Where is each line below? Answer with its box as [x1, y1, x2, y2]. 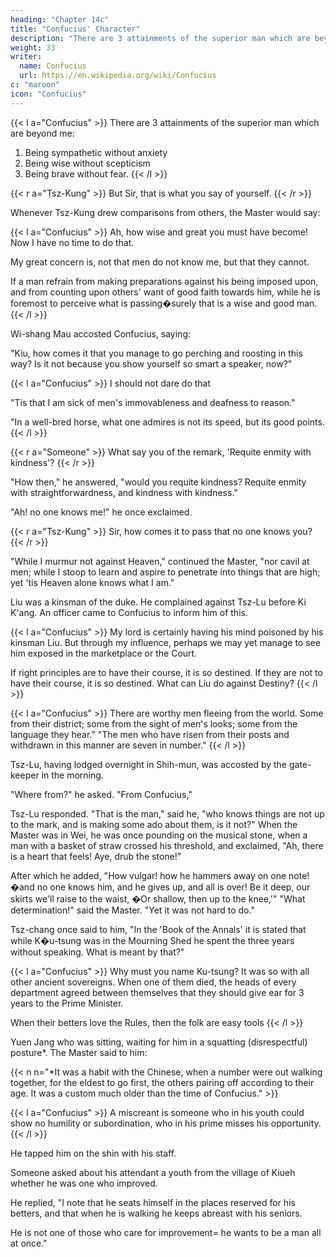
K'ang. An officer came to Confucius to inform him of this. [10, 606, 248, 618]
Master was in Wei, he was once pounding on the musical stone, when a [10, 829, 308, 841]
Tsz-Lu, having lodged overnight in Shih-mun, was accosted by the [10, 758, 288, 770]
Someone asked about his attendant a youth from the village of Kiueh [10, 1166, 296, 1178]
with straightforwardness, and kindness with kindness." [10, 486, 238, 498]
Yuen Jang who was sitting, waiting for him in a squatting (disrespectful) [10, 1036, 308, 1048]
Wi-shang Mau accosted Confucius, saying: [10, 327, 192, 340]
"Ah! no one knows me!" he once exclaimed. [10, 506, 193, 518]
